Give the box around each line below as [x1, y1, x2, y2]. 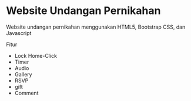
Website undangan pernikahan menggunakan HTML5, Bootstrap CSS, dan [6, 23, 186, 30]
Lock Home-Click [14, 52, 58, 59]
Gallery [14, 71, 32, 78]
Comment [14, 89, 39, 96]
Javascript [6, 29, 32, 36]
